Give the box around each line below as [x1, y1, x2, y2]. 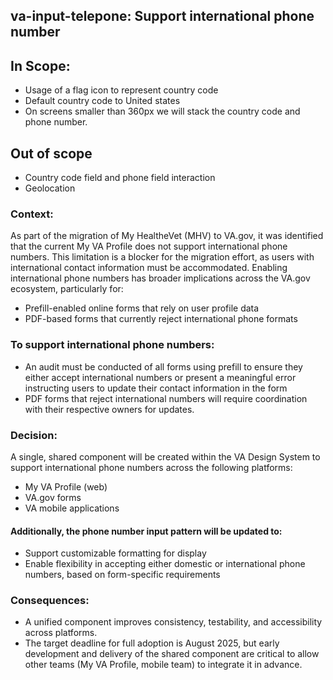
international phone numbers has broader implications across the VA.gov [10, 272, 311, 284]
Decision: [10, 428, 58, 442]
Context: [10, 207, 54, 221]
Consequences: [10, 594, 90, 608]
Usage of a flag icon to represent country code [24, 84, 219, 96]
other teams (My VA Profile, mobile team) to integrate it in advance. [24, 659, 303, 671]
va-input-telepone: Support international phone [10, 8, 315, 25]
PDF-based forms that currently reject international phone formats [24, 313, 298, 325]
